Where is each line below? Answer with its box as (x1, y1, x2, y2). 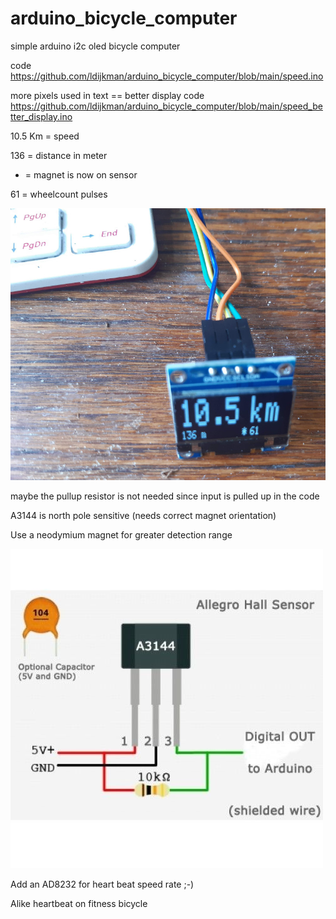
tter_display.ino (10, 110, 73, 122)
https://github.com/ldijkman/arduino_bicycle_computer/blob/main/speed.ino (10, 70, 324, 82)
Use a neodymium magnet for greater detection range (10, 528, 233, 541)
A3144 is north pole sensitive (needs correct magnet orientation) (10, 509, 277, 521)
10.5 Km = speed (10, 130, 80, 142)
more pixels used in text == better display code (10, 89, 205, 101)
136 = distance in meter (10, 149, 108, 161)
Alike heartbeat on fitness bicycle (10, 897, 148, 909)
